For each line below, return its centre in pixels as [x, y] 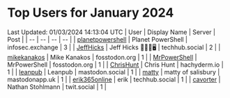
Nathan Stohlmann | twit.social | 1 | [57, 87]
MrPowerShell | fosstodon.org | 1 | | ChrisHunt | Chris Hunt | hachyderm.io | [116, 65]
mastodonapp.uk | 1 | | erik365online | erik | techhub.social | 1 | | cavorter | [114, 79]
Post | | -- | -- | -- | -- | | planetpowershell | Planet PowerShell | [98, 39]
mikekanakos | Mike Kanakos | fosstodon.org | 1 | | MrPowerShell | [102, 57]
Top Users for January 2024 [91, 13]
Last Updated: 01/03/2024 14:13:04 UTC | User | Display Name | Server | [112, 32]
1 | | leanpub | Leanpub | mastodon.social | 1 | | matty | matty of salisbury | [114, 72]
